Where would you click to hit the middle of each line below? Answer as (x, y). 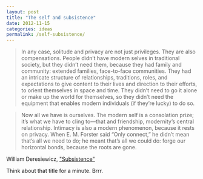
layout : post (23, 12)
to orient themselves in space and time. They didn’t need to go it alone (109, 90)
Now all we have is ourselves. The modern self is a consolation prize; (107, 115)
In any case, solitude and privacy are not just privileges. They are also (108, 52)
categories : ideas (29, 29)
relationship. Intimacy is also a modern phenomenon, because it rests (108, 128)
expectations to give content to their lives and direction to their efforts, (109, 84)
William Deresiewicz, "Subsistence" (51, 159)
